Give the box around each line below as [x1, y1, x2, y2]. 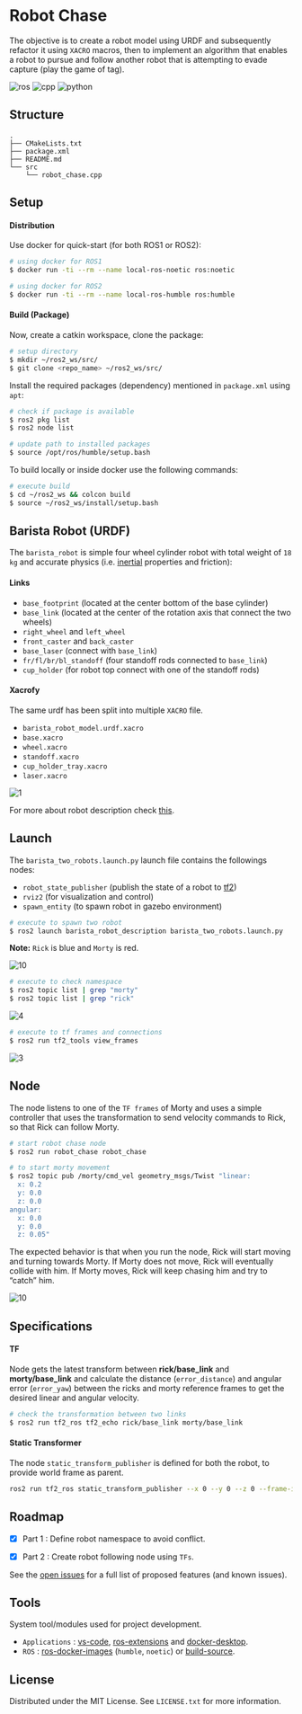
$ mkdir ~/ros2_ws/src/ [9, 355, 99, 364]
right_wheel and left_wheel [22, 626, 126, 636]
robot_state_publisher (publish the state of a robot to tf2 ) [22, 882, 237, 893]
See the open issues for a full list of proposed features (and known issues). [9, 1569, 288, 1580]
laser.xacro [22, 771, 67, 780]
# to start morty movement [9, 1163, 111, 1173]
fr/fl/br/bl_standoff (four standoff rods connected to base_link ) [22, 654, 268, 665]
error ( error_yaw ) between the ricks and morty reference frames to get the [9, 1382, 285, 1393]
